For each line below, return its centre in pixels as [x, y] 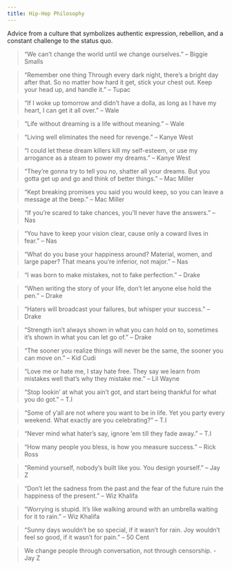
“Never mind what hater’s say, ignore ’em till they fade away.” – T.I [118, 433]
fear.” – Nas [40, 241]
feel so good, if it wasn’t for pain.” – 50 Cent [87, 537]
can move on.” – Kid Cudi [60, 357]
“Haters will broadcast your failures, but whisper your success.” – [117, 309]
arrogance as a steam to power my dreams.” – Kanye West [107, 158]
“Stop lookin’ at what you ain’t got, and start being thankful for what [120, 392]
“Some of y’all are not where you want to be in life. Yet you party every [124, 413]
